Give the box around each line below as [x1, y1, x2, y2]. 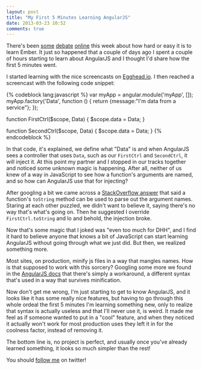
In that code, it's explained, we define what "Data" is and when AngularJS [6, 145, 189, 153]
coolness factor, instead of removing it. [6, 327, 104, 334]
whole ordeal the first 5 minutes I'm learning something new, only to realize [6, 301, 193, 308]
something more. [6, 245, 49, 253]
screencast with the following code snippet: [6, 80, 115, 87]
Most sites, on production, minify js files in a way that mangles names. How [6, 257, 194, 265]
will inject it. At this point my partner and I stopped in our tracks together [6, 158, 186, 166]
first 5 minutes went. [6, 61, 57, 69]
